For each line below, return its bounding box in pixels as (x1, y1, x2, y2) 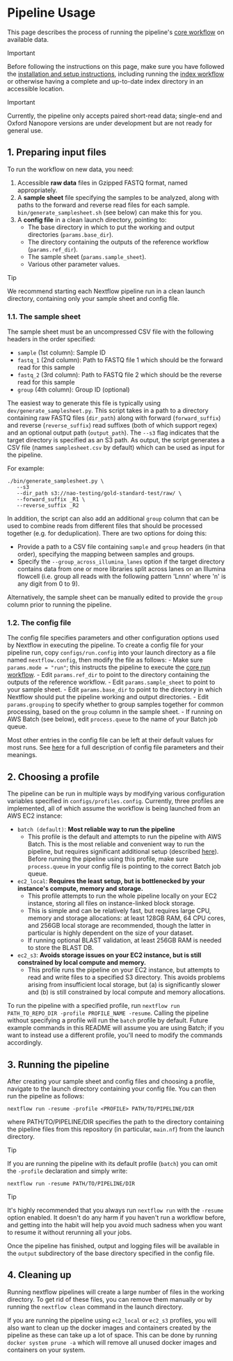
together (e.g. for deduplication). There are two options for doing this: (7, 529, 207, 538)
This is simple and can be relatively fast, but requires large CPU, (27, 907, 211, 915)
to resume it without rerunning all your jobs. (7, 1228, 132, 1236)
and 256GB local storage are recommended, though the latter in (27, 921, 211, 930)
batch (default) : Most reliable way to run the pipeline (17, 825, 175, 834)
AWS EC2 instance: (7, 811, 63, 820)
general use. (7, 126, 43, 134)
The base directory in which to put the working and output (27, 223, 195, 231)
